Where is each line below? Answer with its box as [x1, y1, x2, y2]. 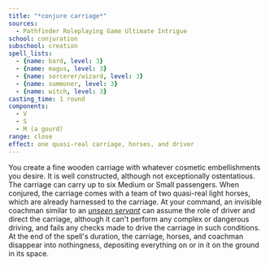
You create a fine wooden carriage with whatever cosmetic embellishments [8, 162, 261, 172]
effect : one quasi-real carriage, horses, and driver [8, 139, 195, 148]
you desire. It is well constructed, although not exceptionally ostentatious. [8, 171, 255, 181]
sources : [8, 19, 38, 28]
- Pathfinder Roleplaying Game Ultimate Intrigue [15, 27, 187, 35]
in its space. [8, 248, 49, 258]
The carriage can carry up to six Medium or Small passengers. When [8, 179, 240, 189]
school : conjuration [8, 34, 79, 43]
